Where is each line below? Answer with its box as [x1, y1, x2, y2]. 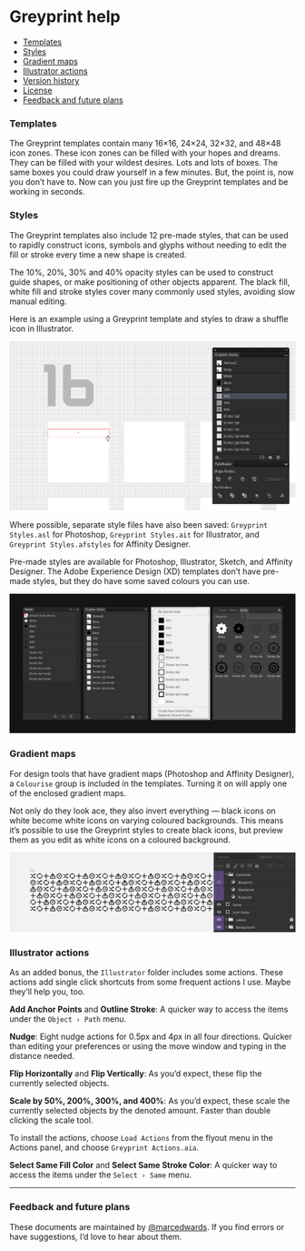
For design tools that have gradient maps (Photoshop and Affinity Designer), [9, 768, 295, 779]
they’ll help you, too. [9, 986, 85, 997]
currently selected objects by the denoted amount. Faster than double [9, 1105, 271, 1116]
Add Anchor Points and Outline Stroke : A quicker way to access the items [9, 1004, 289, 1015]
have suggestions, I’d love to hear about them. [9, 1231, 182, 1242]
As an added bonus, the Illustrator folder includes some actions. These [9, 967, 284, 978]
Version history [22, 75, 80, 86]
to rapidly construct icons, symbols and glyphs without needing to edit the [9, 239, 288, 250]
